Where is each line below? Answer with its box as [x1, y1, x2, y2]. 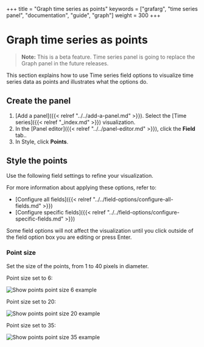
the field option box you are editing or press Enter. [6, 233, 132, 241]
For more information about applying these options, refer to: [6, 183, 157, 191]
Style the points [6, 156, 68, 166]
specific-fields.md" [15, 215, 64, 222]
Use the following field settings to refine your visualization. [6, 172, 153, 179]
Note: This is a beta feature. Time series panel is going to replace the [21, 53, 195, 60]
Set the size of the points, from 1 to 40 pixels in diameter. [6, 262, 149, 269]
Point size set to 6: [6, 274, 53, 282]
